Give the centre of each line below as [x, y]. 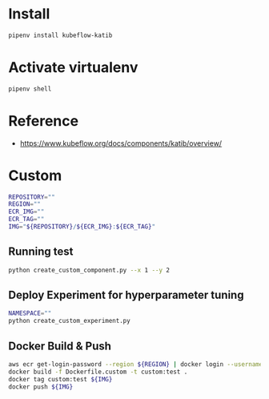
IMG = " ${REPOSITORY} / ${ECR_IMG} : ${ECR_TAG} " [82, 227]
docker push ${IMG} [41, 387]
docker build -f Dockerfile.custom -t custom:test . [98, 372]
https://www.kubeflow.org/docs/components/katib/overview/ [121, 143]
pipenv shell [30, 89]
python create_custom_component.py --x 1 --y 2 [89, 270]
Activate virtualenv [73, 67]
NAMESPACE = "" [30, 313]
